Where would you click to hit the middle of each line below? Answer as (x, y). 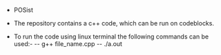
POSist (23, 10)
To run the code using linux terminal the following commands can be (111, 36)
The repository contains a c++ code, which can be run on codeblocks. (114, 23)
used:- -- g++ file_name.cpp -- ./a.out (68, 44)
